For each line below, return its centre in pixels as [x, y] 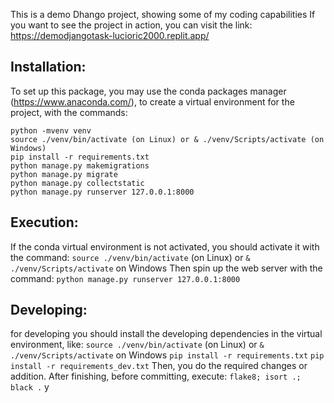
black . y [30, 387]
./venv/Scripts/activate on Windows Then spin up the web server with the [166, 268]
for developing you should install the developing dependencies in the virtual [166, 334]
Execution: [44, 222]
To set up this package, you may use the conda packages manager [148, 91]
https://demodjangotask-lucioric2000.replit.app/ [110, 35]
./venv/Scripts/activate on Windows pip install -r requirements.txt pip [167, 355]
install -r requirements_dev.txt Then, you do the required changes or [159, 366]
